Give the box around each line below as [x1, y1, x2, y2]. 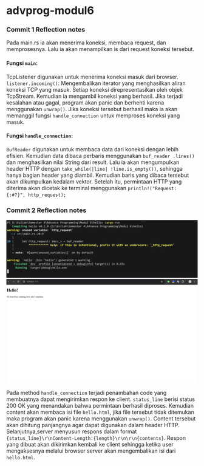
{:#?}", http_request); [6, 192, 67, 198]
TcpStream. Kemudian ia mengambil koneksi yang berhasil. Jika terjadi [6, 92, 183, 100]
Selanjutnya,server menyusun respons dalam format [6, 428, 137, 435]
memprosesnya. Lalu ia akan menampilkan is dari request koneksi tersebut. [6, 46, 194, 53]
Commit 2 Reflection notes [6, 206, 87, 214]
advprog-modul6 [6, 4, 94, 18]
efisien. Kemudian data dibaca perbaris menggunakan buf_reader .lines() [6, 152, 195, 159]
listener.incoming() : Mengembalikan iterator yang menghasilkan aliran [6, 80, 186, 87]
